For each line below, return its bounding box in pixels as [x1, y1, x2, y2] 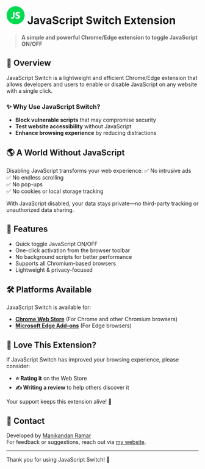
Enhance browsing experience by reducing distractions [15, 129, 157, 137]
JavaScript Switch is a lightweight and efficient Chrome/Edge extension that [6, 74, 198, 81]
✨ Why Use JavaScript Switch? [6, 102, 101, 111]
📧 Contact [6, 415, 45, 426]
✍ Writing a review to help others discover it [15, 384, 129, 391]
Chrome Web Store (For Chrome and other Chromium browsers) [15, 316, 178, 323]
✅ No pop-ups [6, 180, 43, 188]
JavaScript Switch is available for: [6, 304, 92, 311]
